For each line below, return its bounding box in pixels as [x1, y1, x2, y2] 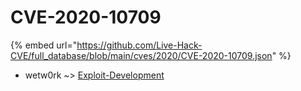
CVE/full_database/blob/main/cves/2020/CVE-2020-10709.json [10, 49, 273, 61]
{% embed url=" [10, 39, 78, 51]
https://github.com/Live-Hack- [76, 39, 203, 51]
